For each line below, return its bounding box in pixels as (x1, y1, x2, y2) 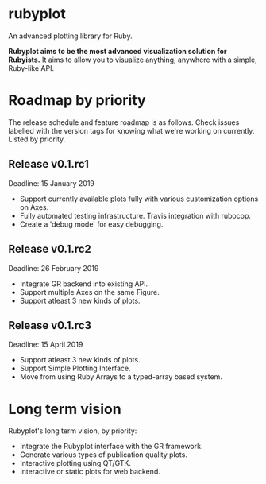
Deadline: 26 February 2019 (8, 263, 99, 273)
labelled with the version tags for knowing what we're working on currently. (8, 126, 255, 135)
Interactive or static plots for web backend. (19, 467, 160, 477)
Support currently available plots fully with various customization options (19, 194, 259, 203)
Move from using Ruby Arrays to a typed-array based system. (19, 372, 222, 381)
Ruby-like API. (8, 63, 54, 72)
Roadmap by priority (8, 91, 146, 110)
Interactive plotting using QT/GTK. (19, 459, 131, 468)
